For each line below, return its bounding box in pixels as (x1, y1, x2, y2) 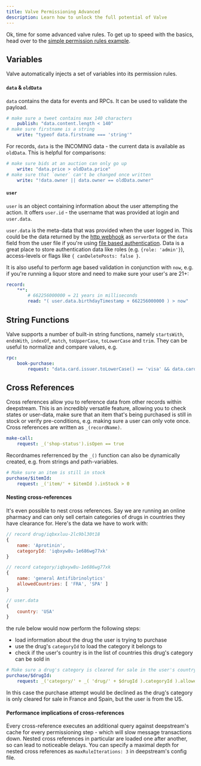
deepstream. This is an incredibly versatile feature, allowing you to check (6, 405, 187, 412)
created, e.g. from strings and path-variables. (6, 458, 118, 465)
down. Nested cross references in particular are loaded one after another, (6, 735, 188, 742)
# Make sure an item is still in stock (6, 470, 106, 476)
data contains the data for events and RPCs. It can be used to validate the (6, 97, 187, 105)
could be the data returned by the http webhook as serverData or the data (6, 233, 188, 240)
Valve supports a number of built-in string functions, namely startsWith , (6, 331, 184, 338)
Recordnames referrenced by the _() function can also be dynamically (6, 452, 181, 459)
